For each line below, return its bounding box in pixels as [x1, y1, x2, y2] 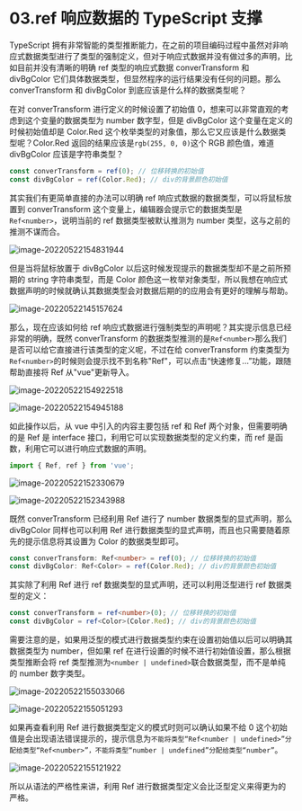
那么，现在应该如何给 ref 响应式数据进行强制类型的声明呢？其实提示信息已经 [9, 321, 292, 333]
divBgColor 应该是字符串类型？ [9, 148, 124, 159]
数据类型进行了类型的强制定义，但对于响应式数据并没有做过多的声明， [24, 50, 285, 61]
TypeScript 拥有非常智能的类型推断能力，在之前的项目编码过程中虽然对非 [9, 40, 280, 50]
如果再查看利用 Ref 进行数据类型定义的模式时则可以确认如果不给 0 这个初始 [9, 722, 288, 733]
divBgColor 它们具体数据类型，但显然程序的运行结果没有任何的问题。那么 [9, 73, 281, 84]
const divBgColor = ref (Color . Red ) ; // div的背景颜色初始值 [9, 174, 228, 184]
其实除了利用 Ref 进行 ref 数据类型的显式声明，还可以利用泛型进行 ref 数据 [9, 579, 285, 590]
